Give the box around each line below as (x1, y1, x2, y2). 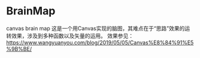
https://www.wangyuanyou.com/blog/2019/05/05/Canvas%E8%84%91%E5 (6, 39, 194, 46)
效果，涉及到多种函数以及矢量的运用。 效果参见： (11, 32, 134, 39)
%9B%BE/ (6, 45, 32, 52)
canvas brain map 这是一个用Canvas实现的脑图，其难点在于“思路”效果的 (6, 25, 185, 32)
